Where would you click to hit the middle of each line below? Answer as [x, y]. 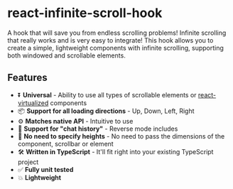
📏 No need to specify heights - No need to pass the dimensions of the [121, 136]
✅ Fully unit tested [45, 169]
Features [27, 78]
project [28, 162]
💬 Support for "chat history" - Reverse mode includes [98, 129]
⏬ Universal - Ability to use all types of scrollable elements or [107, 94]
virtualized [33, 103]
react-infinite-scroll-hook [85, 13]
